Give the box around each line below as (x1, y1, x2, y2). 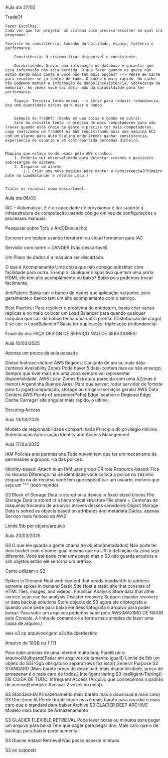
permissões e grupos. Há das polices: (5, 456, 84, 462)
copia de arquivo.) (5, 620, 43, 626)
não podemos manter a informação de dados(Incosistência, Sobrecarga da (5, 81, 160, 86)
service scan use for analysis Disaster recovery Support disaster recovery (5, 594, 158, 599)
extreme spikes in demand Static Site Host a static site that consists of (5, 583, 150, 589)
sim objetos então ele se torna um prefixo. (5, 558, 93, 564)
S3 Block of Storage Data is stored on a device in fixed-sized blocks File (5, 492, 154, 497)
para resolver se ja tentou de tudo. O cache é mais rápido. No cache (5, 76, 156, 81)
